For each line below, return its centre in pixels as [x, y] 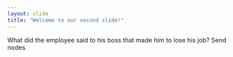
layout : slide [28, 14]
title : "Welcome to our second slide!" [66, 20]
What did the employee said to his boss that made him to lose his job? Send [117, 40]
